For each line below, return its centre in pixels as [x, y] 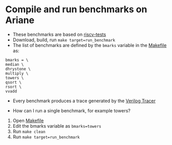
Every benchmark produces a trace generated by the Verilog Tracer [84, 101]
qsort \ [14, 82]
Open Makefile [28, 120]
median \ [15, 64]
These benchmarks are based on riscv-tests [59, 34]
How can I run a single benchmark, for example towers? [71, 110]
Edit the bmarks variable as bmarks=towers [57, 126]
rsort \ [14, 87]
